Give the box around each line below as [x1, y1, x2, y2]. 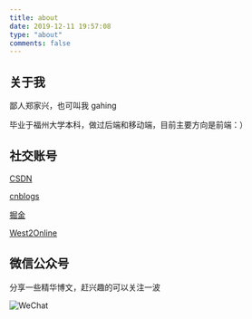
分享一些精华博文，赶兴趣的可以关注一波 [9, 282, 160, 293]
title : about [9, 13, 59, 23]
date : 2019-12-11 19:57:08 [9, 22, 111, 31]
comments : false [9, 38, 71, 48]
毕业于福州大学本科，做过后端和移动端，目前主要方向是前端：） [9, 120, 247, 130]
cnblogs [9, 190, 40, 201]
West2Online [9, 227, 57, 238]
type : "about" [9, 30, 63, 39]
